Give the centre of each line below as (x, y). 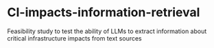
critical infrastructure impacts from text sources (74, 38)
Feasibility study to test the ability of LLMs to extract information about (107, 31)
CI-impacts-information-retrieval (104, 13)
